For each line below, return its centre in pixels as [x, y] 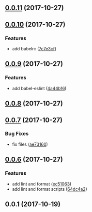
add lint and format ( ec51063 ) [42, 184]
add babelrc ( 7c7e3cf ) [34, 49]
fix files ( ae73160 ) [30, 144]
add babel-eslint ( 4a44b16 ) [39, 88]
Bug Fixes [17, 134]
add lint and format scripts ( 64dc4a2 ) [49, 189]
